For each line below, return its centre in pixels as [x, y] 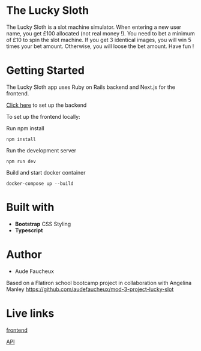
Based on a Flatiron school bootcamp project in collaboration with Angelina [99, 283]
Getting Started [46, 70]
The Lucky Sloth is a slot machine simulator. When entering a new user [94, 27]
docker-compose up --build [40, 184]
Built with [30, 207]
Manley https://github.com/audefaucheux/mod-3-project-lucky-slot [90, 289]
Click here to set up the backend [46, 105]
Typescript [29, 230]
